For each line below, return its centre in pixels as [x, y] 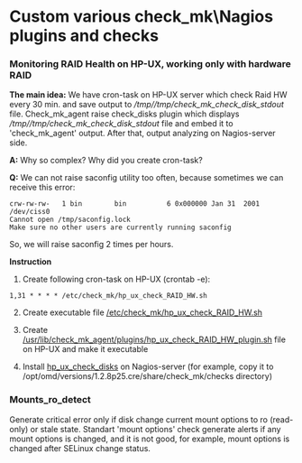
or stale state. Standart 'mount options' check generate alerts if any [156, 429]
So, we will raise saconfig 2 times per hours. [92, 245]
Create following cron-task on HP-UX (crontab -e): [116, 279]
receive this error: [42, 188]
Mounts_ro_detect [50, 400]
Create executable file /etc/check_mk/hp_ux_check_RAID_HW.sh [142, 312]
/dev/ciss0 [30, 212]
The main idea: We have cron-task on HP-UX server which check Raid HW [148, 95]
